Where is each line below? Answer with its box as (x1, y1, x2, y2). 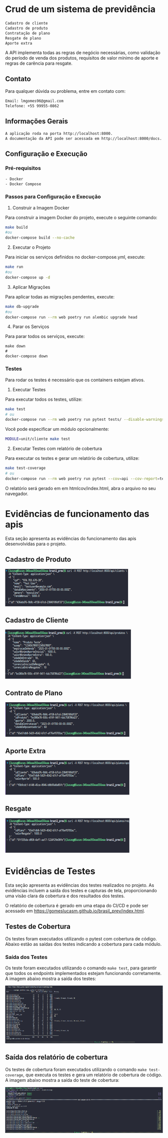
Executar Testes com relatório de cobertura (12, 445, 102, 452)
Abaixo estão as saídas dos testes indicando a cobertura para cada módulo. (5, 941, 161, 947)
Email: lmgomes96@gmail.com (5, 98, 64, 103)
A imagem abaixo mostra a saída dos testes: (5, 976, 96, 982)
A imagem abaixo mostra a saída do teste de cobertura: (5, 1077, 119, 1083)
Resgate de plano (5, 36, 41, 41)
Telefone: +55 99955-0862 (5, 103, 59, 108)
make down (5, 344, 26, 349)
